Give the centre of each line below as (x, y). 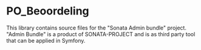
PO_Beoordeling (48, 11)
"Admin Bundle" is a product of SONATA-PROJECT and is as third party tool (101, 34)
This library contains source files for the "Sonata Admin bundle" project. (97, 28)
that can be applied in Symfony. (46, 40)
